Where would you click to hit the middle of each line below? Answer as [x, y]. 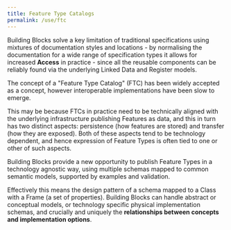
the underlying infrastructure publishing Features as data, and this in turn [112, 118]
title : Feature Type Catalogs [51, 14]
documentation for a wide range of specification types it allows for [102, 55]
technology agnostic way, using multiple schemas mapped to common [108, 169]
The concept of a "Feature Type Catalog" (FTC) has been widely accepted [113, 83]
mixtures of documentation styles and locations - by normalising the [105, 47]
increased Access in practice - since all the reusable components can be [112, 62]
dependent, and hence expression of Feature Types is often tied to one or [112, 140]
